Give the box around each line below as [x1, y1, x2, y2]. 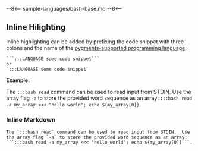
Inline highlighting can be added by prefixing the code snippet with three [6, 38, 184, 45]
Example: [6, 77, 30, 84]
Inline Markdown [6, 115, 56, 124]
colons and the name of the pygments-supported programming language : [6, 44, 187, 51]
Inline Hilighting [6, 22, 66, 32]
